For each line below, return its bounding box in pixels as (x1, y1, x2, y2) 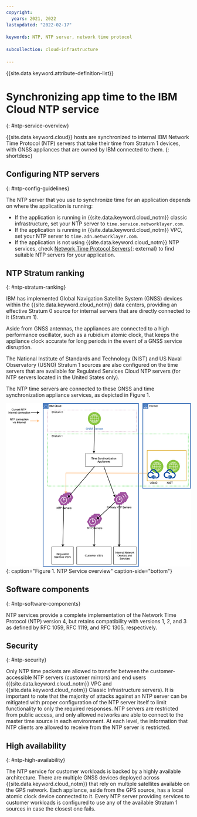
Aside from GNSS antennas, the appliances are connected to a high (6, 325, 169, 332)
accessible (6, 674, 32, 681)
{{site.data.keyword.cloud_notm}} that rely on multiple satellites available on (6, 781, 190, 788)
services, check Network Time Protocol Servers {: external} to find (14, 245, 175, 252)
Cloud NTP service (6, 103, 100, 116)
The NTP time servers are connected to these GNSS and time (6, 385, 155, 393)
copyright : (6, 9, 33, 15)
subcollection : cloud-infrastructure (6, 47, 98, 53)
